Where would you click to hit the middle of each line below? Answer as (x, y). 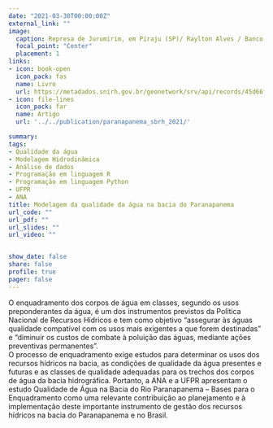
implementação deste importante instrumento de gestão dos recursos (125, 406)
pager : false (30, 279)
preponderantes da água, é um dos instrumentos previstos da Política (125, 311)
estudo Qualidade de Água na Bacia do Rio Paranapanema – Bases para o (132, 389)
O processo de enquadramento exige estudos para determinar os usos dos (134, 354)
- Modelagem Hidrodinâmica (54, 159)
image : (19, 31)
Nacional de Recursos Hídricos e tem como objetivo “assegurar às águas (131, 320)
